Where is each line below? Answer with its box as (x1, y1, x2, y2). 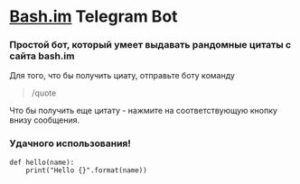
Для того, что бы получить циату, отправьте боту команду (9, 70, 235, 81)
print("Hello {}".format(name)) (25, 165, 147, 175)
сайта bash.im (9, 50, 75, 62)
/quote (31, 87, 57, 98)
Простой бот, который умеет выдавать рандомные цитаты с (9, 39, 292, 51)
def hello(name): (9, 158, 75, 167)
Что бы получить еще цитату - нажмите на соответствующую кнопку (9, 106, 278, 116)
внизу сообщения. (9, 115, 80, 125)
